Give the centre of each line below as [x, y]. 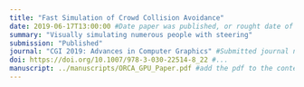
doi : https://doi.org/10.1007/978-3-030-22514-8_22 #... [119, 60]
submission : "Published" [56, 43]
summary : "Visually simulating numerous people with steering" [131, 34]
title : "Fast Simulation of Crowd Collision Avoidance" [117, 18]
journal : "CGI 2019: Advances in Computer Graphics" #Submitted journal [149, 52]
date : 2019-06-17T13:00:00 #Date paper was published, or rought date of [152, 26]
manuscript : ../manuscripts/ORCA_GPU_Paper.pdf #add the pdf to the [141, 69]
